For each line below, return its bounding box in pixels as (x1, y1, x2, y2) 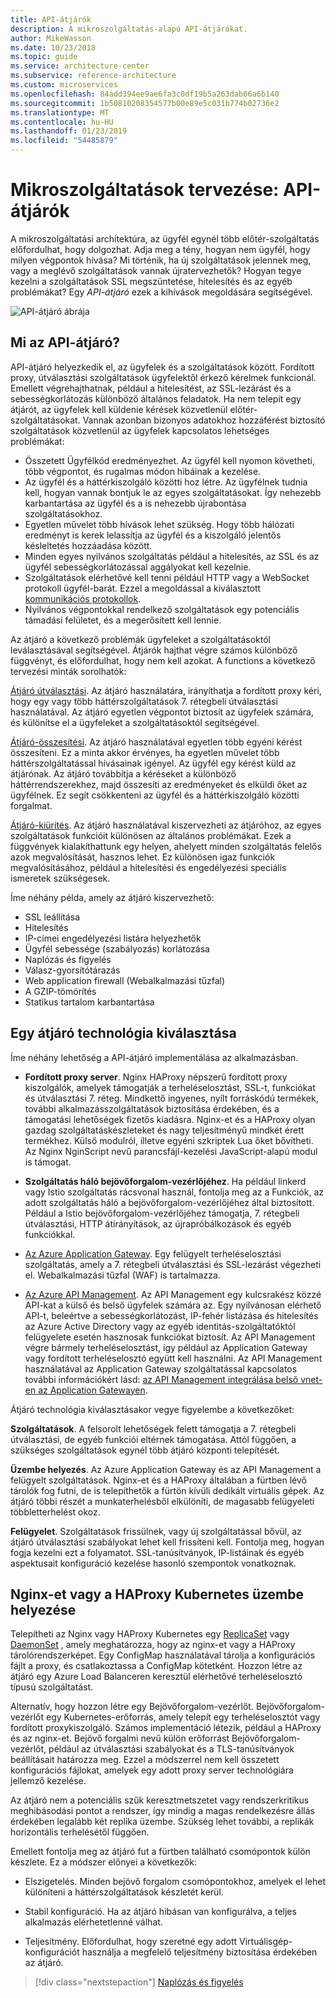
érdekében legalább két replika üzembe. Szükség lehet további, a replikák (10, 1816, 315, 1828)
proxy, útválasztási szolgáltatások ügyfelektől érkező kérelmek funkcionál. (10, 371, 317, 383)
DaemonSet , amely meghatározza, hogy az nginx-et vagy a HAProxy (10, 1639, 296, 1651)
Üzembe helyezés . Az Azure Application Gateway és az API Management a (10, 1463, 322, 1475)
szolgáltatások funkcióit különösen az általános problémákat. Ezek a (10, 829, 292, 841)
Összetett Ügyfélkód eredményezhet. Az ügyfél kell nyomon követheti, (24, 454, 316, 466)
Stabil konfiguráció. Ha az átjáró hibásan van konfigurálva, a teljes (24, 1906, 297, 1918)
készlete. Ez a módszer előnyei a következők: (10, 1856, 197, 1868)
